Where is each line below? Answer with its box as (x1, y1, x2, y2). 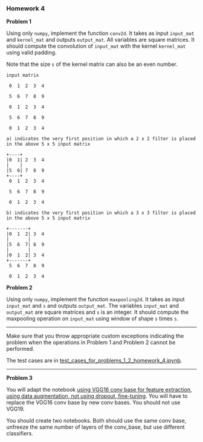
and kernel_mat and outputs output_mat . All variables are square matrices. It (6, 36, 195, 44)
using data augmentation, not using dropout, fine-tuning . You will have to (6, 392, 188, 400)
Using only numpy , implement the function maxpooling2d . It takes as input (6, 296, 185, 303)
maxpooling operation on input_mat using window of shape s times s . (6, 315, 179, 322)
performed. (6, 345, 34, 353)
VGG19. (6, 405, 25, 412)
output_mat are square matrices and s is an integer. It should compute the (6, 308, 189, 316)
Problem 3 (6, 374, 33, 382)
